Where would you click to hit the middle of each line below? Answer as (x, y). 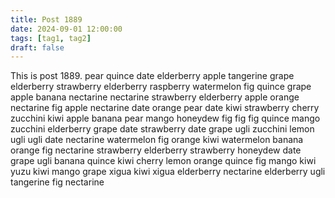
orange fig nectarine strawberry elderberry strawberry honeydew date (156, 150)
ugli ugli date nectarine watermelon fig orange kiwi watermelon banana (157, 140)
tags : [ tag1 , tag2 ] (51, 38)
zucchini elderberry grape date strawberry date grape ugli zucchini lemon (162, 129)
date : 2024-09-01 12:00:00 (66, 29)
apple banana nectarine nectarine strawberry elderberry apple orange (155, 97)
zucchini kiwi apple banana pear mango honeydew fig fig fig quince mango (165, 118)
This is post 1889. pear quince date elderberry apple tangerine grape (152, 76)
